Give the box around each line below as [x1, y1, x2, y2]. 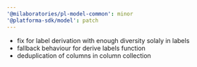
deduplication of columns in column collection [16, 51, 151, 60]
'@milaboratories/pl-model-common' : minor [6, 10, 133, 18]
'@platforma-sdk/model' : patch [6, 17, 99, 24]
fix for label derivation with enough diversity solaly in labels [16, 36, 190, 44]
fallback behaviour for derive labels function [16, 44, 146, 52]
